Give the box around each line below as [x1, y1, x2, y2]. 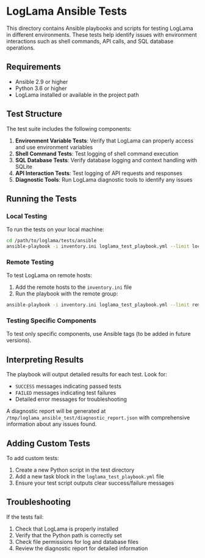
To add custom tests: [6, 455, 59, 462]
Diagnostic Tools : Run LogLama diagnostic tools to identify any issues [15, 176, 193, 183]
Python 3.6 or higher [15, 84, 67, 92]
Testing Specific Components [6, 316, 96, 325]
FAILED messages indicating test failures [15, 389, 117, 396]
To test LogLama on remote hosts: [6, 272, 93, 279]
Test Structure [6, 109, 63, 119]
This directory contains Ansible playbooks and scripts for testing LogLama [6, 24, 193, 32]
